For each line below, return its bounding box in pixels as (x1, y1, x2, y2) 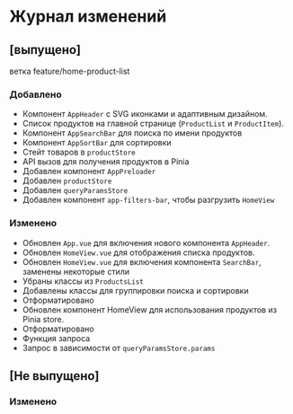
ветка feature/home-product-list (9, 66, 130, 76)
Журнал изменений (9, 6, 167, 27)
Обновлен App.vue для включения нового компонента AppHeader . (22, 237, 271, 248)
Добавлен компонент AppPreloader (22, 166, 156, 177)
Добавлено (9, 88, 62, 101)
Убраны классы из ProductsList (22, 276, 144, 286)
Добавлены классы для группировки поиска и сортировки (22, 285, 249, 295)
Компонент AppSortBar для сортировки (22, 137, 173, 148)
